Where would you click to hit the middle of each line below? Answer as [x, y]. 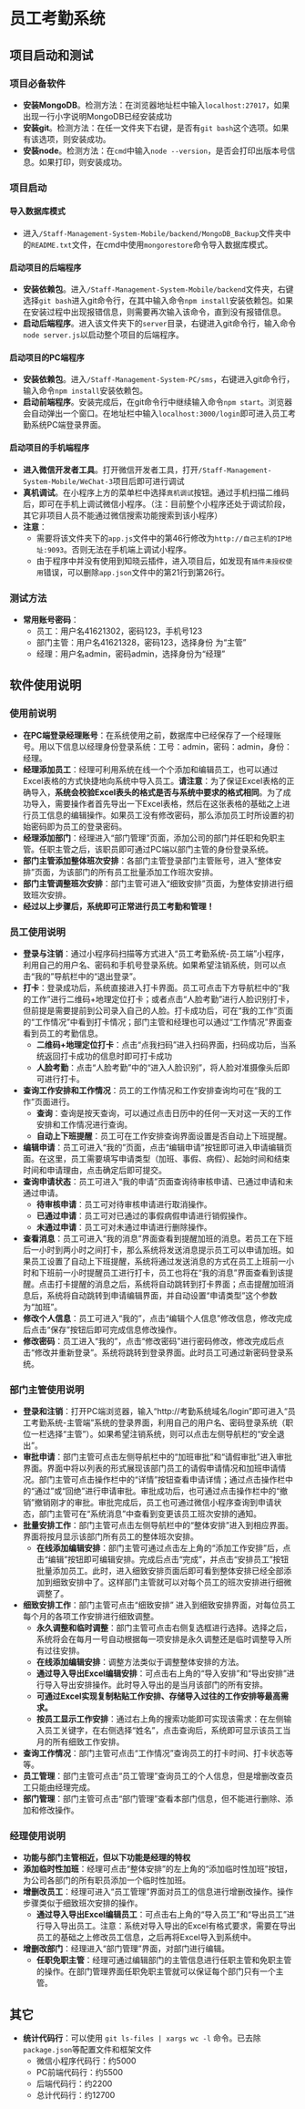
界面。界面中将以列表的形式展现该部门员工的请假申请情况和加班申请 [150, 1468]
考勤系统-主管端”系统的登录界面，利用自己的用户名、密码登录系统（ [158, 1422]
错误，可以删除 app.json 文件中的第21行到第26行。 [137, 572]
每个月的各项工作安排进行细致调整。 [91, 1617]
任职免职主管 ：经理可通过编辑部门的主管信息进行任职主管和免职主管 [164, 1960]
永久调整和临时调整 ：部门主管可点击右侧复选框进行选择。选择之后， [164, 1628]
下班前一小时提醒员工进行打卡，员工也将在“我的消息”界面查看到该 [162, 1272]
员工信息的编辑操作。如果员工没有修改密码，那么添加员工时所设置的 [158, 815]
